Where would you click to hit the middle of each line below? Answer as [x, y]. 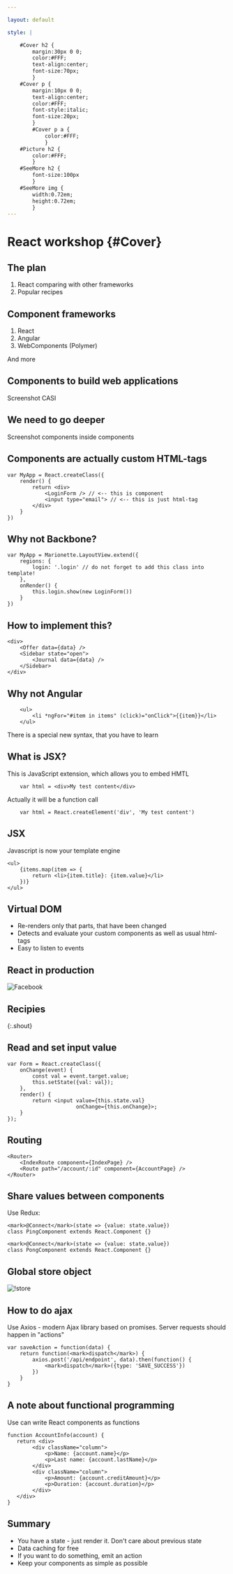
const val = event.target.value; [81, 1076]
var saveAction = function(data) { [59, 1348]
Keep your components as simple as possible [82, 1563]
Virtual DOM [35, 909]
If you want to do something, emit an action [80, 1555]
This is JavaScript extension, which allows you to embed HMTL [98, 774]
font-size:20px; [56, 117]
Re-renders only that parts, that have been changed [92, 926]
